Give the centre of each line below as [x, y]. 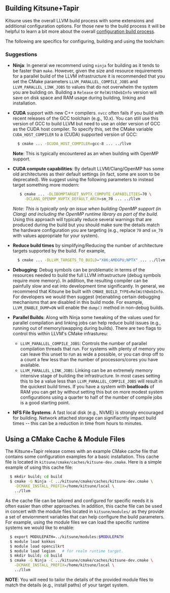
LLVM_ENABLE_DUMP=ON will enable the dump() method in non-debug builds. [88, 307]
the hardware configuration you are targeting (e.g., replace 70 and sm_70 [88, 230]
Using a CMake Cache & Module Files [65, 439]
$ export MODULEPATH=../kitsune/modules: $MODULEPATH [67, 537]
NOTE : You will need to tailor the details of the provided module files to [79, 579]
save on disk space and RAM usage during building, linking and [79, 98]
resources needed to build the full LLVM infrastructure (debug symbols [87, 275]
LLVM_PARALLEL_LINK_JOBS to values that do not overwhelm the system [85, 87]
